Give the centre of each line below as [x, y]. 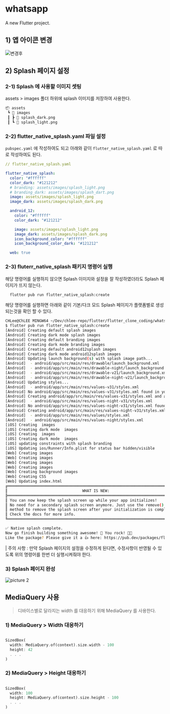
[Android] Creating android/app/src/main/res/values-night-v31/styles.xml [86, 411]
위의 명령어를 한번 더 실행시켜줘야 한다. [53, 554]
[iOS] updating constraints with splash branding [59, 444]
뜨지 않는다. [30, 285]
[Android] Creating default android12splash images [61, 349]
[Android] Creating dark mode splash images [53, 335]
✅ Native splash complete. [34, 528]
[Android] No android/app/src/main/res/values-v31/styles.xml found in [82, 392]
